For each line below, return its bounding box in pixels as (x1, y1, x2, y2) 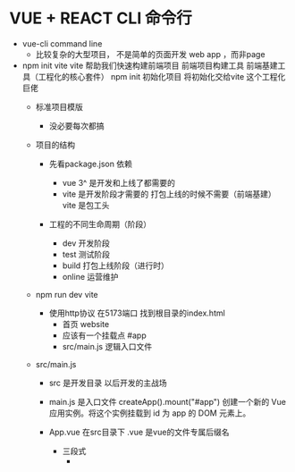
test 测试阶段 (62, 249, 110, 259)
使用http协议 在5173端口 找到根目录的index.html (48, 308, 225, 318)
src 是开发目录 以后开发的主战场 (48, 377, 167, 388)
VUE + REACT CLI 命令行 (9, 8, 192, 29)
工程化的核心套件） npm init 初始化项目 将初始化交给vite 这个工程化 (38, 71, 286, 81)
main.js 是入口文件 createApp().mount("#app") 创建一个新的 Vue (48, 396, 286, 407)
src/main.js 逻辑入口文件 (62, 341, 153, 351)
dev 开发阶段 (62, 238, 110, 249)
